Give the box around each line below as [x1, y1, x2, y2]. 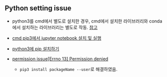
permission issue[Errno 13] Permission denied [12, 55, 109, 62]
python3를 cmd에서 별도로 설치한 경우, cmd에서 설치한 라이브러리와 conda [12, 18, 162, 24]
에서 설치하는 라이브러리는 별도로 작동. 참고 [12, 24, 98, 30]
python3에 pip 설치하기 [12, 45, 59, 52]
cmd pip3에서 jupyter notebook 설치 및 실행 [12, 35, 102, 41]
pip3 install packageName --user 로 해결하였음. [19, 66, 118, 72]
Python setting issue [5, 4, 72, 13]
